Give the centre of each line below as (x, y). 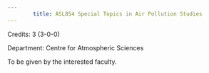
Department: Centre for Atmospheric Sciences (76, 47)
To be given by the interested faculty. (62, 62)
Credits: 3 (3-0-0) (34, 34)
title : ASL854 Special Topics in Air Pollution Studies (118, 14)
